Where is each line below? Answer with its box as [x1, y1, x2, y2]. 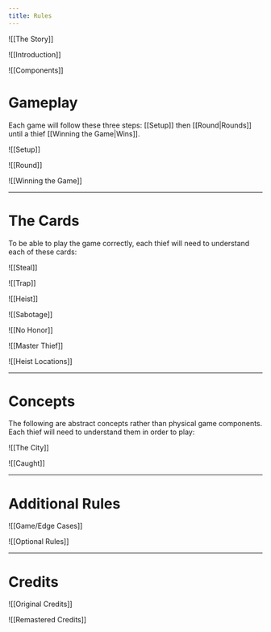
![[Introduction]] [8, 49, 61, 59]
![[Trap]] [8, 278, 36, 287]
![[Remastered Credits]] [8, 615, 87, 625]
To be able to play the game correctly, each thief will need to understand [8, 238, 250, 248]
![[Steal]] [8, 262, 38, 272]
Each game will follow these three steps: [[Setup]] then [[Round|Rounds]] [8, 120, 252, 130]
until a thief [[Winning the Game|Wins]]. [8, 128, 140, 138]
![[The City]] [8, 443, 50, 453]
